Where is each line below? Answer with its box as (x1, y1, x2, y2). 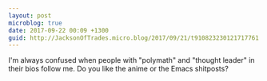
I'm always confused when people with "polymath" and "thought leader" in (8, 56, 255, 65)
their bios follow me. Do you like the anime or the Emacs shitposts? (8, 64, 229, 74)
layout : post (8, 11, 52, 20)
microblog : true (8, 19, 62, 27)
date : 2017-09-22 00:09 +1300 (8, 26, 110, 34)
